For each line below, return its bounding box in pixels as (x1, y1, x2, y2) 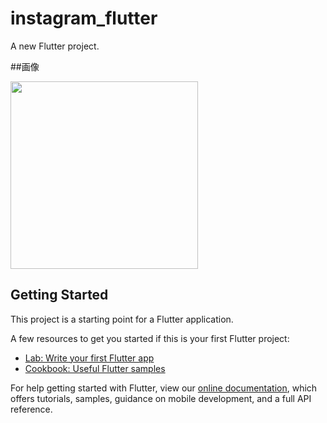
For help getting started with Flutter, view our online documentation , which (10, 382, 318, 394)
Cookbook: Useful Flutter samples (24, 362, 166, 374)
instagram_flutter (10, 7, 158, 30)
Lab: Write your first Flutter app (24, 352, 155, 364)
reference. (10, 403, 53, 415)
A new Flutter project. (10, 40, 100, 52)
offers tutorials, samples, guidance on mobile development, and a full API (10, 392, 312, 404)
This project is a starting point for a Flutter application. (10, 313, 234, 325)
